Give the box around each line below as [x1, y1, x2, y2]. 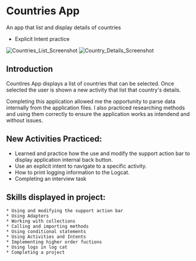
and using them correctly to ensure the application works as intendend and [6, 110, 190, 117]
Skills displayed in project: [6, 192, 106, 202]
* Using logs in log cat [6, 244, 68, 250]
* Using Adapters [6, 213, 49, 219]
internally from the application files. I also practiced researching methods [6, 104, 185, 111]
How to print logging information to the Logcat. [14, 168, 130, 176]
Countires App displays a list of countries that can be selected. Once [6, 80, 174, 87]
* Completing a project [6, 250, 65, 256]
